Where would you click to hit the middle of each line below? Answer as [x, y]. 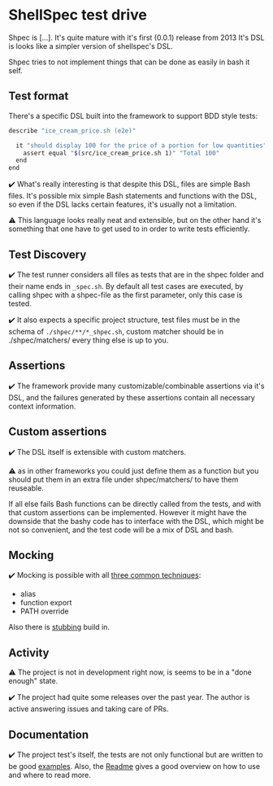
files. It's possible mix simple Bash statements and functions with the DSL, [133, 196]
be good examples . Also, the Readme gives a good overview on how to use [134, 766]
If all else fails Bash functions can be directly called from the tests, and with [135, 504]
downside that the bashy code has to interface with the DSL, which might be [136, 521]
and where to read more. [50, 775]
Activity [29, 653]
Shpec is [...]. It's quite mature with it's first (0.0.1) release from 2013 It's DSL [136, 37]
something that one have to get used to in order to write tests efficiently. [129, 229]
